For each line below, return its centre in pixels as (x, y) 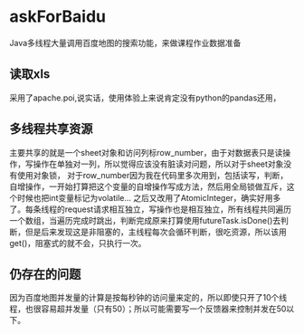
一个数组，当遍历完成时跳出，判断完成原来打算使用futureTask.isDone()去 (145, 220)
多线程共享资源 (51, 129)
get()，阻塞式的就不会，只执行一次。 (78, 243)
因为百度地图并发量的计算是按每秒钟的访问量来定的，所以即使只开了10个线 (148, 298)
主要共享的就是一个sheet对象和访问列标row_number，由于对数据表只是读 (146, 152)
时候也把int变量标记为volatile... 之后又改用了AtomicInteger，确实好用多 (149, 197)
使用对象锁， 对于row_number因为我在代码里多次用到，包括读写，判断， (152, 175)
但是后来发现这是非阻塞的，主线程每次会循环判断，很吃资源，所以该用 (156, 232)
